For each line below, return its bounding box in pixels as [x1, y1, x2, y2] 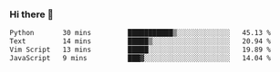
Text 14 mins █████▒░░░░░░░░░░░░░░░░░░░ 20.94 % [9, 37, 272, 46]
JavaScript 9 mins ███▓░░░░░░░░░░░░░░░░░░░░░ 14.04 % [9, 53, 272, 62]
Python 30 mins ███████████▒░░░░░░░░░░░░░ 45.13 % [9, 29, 272, 38]
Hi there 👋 [9, 8, 55, 21]
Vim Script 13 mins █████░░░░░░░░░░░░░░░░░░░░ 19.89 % [9, 45, 272, 55]
